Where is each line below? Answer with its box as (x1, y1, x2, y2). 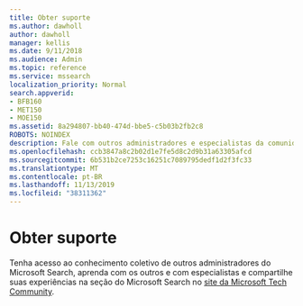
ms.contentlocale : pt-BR (9, 172, 103, 181)
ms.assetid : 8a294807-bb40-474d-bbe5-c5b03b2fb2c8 (9, 122, 204, 131)
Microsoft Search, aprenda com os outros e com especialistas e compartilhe (9, 266, 293, 277)
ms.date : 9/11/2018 (9, 47, 83, 56)
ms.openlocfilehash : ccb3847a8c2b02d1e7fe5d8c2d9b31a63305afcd (9, 147, 252, 156)
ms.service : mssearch (9, 72, 91, 81)
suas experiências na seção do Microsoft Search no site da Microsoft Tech (9, 276, 287, 287)
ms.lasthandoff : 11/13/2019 (9, 181, 115, 190)
